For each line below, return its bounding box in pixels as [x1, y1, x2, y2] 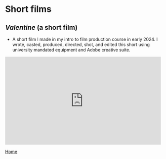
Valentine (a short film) [5, 23, 78, 32]
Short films [5, 3, 52, 15]
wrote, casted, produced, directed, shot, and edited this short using [12, 42, 150, 48]
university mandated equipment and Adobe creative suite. [12, 47, 130, 53]
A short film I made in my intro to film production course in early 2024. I [12, 36, 158, 42]
